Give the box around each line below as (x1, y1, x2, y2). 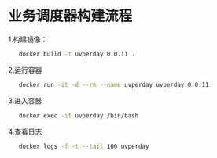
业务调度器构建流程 (8, 7, 133, 25)
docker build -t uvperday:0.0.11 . (18, 50, 135, 58)
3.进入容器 (8, 95, 42, 106)
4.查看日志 (8, 127, 42, 136)
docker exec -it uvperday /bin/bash (18, 111, 139, 120)
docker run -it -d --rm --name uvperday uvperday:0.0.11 (18, 81, 210, 88)
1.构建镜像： (8, 34, 48, 44)
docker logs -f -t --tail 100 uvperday (18, 142, 149, 150)
